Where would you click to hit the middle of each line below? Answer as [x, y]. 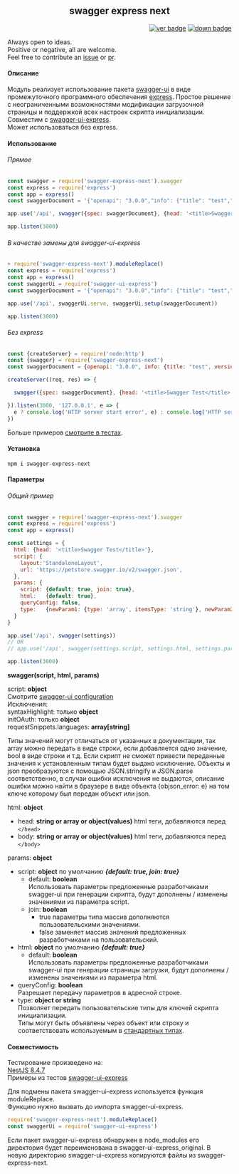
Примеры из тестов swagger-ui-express [68, 1078]
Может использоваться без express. [63, 128]
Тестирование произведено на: [55, 1063]
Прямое [20, 160]
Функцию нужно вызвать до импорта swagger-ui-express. [95, 1107]
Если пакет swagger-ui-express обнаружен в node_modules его [103, 1140]
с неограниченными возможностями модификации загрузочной [106, 105]
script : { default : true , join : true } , [78, 590]
